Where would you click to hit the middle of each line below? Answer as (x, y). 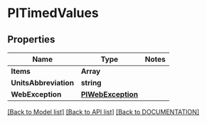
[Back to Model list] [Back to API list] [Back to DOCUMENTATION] (103, 112)
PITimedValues (53, 13)
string (91, 83)
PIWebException (110, 94)
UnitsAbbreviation (43, 83)
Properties (31, 39)
